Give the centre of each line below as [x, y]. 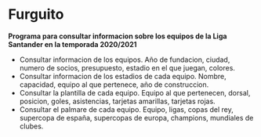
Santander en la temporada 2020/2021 [72, 44]
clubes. [31, 126]
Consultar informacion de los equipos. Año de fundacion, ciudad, [125, 59]
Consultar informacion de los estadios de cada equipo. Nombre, [123, 76]
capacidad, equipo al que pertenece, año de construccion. [114, 85]
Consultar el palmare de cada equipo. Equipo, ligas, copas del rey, [126, 109]
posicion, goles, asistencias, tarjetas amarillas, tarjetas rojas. [117, 101]
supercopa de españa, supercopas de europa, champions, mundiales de [136, 117]
